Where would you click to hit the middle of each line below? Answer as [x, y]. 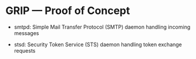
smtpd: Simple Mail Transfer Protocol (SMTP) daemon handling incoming [102, 27]
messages [26, 33]
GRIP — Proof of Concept [68, 11]
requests [25, 50]
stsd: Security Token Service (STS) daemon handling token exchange [98, 44]
